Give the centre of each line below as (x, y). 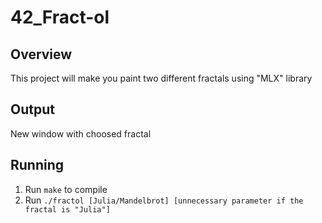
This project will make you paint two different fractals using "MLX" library (161, 78)
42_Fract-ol (60, 17)
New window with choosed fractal (81, 133)
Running (37, 165)
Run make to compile (66, 189)
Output (32, 109)
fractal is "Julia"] (67, 209)
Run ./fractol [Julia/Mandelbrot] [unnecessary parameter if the (164, 200)
